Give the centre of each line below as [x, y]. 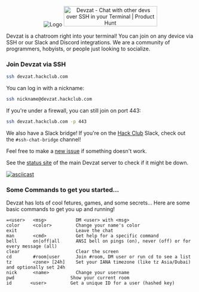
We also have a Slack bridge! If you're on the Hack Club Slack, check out [96, 133]
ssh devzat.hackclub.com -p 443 [46, 122]
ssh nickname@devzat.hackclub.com [49, 99]
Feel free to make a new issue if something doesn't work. [77, 151]
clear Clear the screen [62, 252]
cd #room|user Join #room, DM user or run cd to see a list [99, 257]
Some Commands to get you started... [63, 189]
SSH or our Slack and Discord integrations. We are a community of [88, 42]
